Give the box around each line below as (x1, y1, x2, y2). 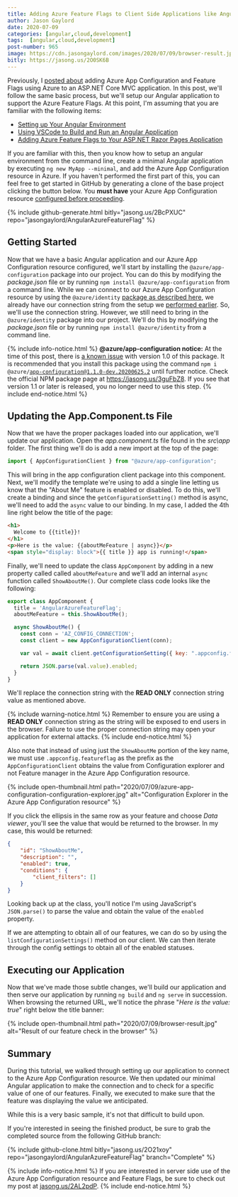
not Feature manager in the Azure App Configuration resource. (7, 769, 190, 778)
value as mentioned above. (7, 696, 86, 705)
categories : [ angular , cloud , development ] (7, 30, 132, 38)
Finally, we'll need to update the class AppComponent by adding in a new (7, 561, 214, 570)
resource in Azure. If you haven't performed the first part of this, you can (7, 171, 220, 180)
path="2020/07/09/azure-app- (103, 783, 194, 791)
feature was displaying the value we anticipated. (7, 1097, 149, 1105)
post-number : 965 (7, 43, 59, 50)
